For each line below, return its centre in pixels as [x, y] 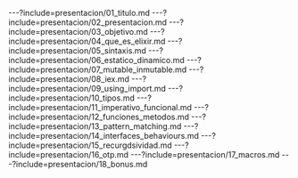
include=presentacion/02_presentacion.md [87, 22]
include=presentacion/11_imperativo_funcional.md [100, 107]
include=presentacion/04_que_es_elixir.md [87, 41]
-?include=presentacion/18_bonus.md [78, 164]
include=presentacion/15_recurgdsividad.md [90, 145]
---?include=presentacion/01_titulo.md [79, 13]
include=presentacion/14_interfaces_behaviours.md [104, 136]
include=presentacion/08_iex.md [69, 79]
